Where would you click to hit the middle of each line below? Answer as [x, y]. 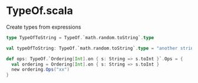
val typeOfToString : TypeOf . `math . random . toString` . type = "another [92, 48]
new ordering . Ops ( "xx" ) [40, 70]
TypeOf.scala [40, 11]
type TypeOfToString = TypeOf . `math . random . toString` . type [80, 37]
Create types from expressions [44, 27]
